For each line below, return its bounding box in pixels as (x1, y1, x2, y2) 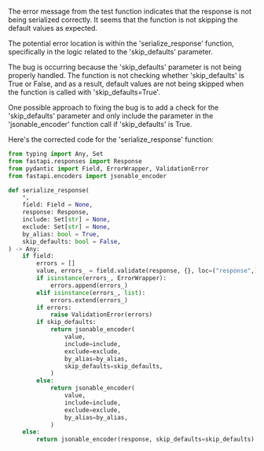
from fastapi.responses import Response (8, 157, 143, 165)
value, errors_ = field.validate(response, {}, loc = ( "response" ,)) (36, 267, 262, 275)
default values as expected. (8, 24, 98, 32)
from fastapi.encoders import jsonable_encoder (8, 172, 167, 180)
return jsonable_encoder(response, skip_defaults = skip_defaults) (36, 435, 255, 444)
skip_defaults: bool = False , (22, 237, 122, 245)
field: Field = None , (22, 201, 93, 209)
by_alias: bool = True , (22, 230, 101, 238)
